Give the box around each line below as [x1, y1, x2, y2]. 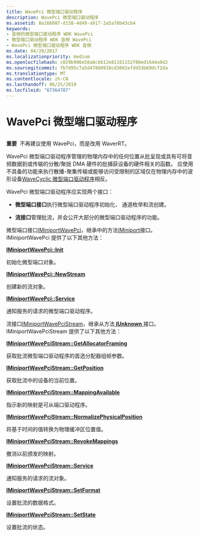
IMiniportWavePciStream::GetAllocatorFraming [6, 340, 127, 347]
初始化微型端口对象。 [6, 258, 59, 266]
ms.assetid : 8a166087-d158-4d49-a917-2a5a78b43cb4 [6, 20, 136, 26]
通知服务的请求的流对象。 [6, 475, 70, 482]
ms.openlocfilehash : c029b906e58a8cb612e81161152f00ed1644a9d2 [6, 59, 168, 65]
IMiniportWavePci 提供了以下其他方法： [6, 234, 104, 242]
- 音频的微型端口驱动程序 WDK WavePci [6, 31, 94, 37]
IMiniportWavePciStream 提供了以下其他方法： [6, 328, 122, 335]
